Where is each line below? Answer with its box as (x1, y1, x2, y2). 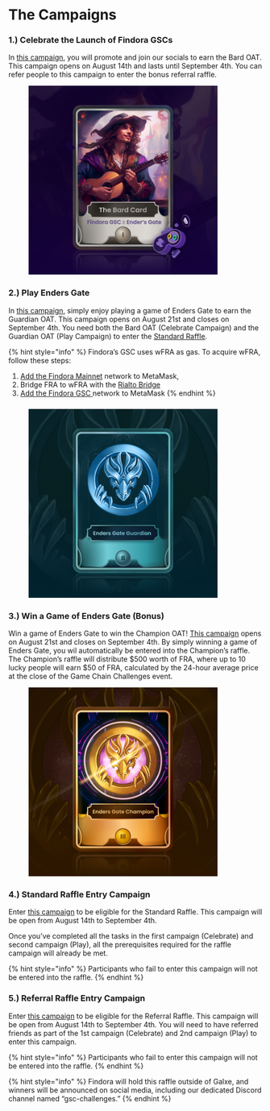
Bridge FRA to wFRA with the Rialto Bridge (19, 379, 161, 389)
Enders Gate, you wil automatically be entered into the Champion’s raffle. (8, 646, 251, 655)
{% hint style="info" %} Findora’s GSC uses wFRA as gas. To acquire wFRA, (8, 346, 261, 356)
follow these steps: (8, 355, 71, 365)
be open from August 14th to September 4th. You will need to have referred (8, 1019, 259, 1029)
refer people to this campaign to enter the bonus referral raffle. (8, 70, 218, 80)
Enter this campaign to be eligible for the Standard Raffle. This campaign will (8, 907, 263, 917)
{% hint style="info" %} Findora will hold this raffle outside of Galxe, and (8, 1076, 249, 1086)
